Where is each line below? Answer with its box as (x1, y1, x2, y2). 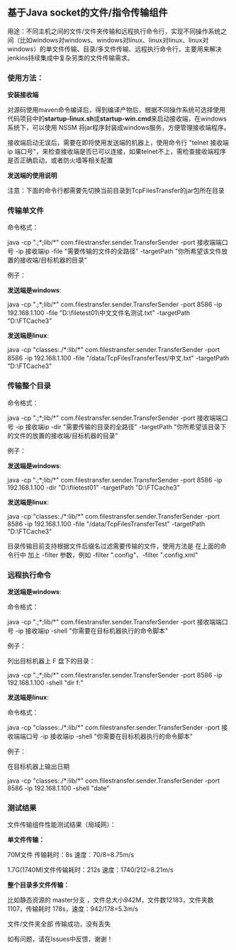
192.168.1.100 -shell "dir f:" (7, 678, 84, 687)
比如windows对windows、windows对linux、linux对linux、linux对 (19, 35, 209, 44)
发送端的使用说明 (7, 171, 57, 179)
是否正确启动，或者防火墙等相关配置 (7, 156, 113, 165)
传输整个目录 (7, 381, 52, 391)
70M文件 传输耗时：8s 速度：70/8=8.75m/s (7, 851, 135, 859)
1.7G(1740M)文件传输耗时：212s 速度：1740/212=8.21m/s (7, 866, 174, 874)
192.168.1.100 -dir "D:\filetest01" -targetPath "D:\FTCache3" (7, 483, 181, 492)
